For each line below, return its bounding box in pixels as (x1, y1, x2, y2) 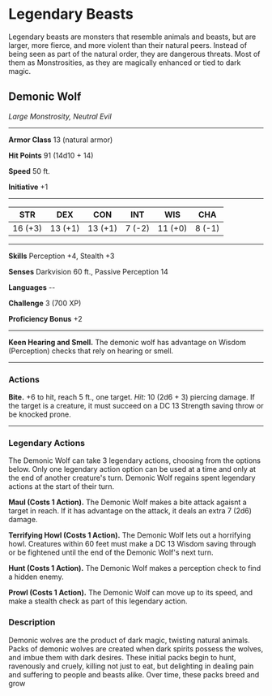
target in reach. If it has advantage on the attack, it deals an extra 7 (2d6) (8, 506, 253, 516)
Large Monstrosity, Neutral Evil (8, 111, 112, 121)
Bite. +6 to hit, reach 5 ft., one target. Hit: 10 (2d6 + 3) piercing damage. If (8, 392, 255, 402)
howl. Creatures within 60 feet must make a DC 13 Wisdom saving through (8, 539, 257, 549)
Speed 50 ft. (8, 166, 50, 175)
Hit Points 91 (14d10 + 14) (8, 150, 94, 160)
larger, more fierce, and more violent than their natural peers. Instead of (8, 40, 248, 50)
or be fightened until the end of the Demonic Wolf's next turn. (8, 547, 214, 557)
